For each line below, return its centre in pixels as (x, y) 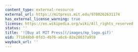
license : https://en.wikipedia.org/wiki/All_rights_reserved (69, 24)
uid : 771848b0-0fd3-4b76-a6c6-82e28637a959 (51, 38)
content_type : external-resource (39, 10)
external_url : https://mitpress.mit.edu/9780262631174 (63, 14)
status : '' (16, 28)
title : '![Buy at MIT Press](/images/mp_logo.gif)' (59, 33)
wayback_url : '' (22, 42)
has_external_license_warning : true (43, 19)
